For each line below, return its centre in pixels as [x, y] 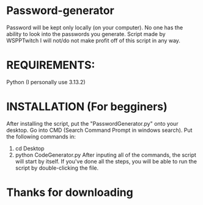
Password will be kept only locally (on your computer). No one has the [95, 27]
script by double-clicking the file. [57, 168]
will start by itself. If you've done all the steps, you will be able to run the [106, 161]
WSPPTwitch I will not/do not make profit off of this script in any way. [93, 40]
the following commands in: [41, 136]
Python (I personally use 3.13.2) [46, 82]
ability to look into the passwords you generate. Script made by [86, 34]
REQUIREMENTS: [51, 65]
